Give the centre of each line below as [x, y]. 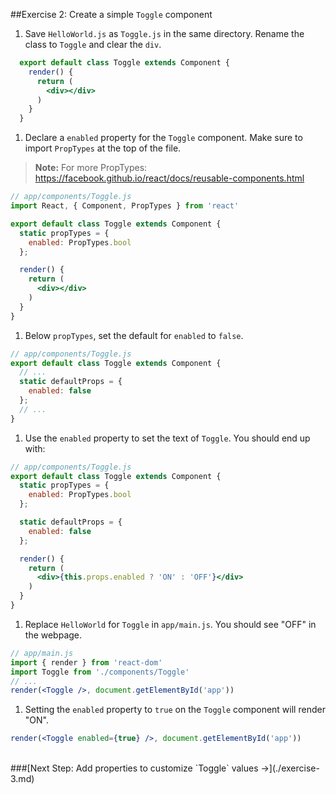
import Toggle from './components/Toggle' [100, 672]
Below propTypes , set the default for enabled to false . [134, 335]
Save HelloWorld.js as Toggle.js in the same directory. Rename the [164, 33]
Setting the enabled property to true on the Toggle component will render [175, 710]
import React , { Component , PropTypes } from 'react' [125, 206]
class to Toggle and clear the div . [93, 44]
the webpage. [53, 635]
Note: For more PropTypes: [91, 168]
